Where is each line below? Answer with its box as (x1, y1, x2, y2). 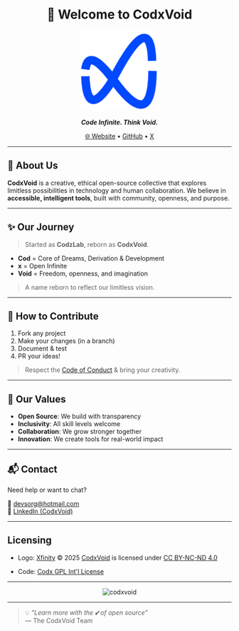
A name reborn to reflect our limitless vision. (24, 283, 155, 291)
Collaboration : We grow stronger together (17, 428, 142, 436)
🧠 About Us (7, 160, 58, 172)
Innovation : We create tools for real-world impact (17, 435, 164, 443)
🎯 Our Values (7, 393, 66, 405)
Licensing (7, 535, 52, 547)
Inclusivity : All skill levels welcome (17, 420, 121, 428)
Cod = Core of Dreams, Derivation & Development (17, 253, 165, 263)
